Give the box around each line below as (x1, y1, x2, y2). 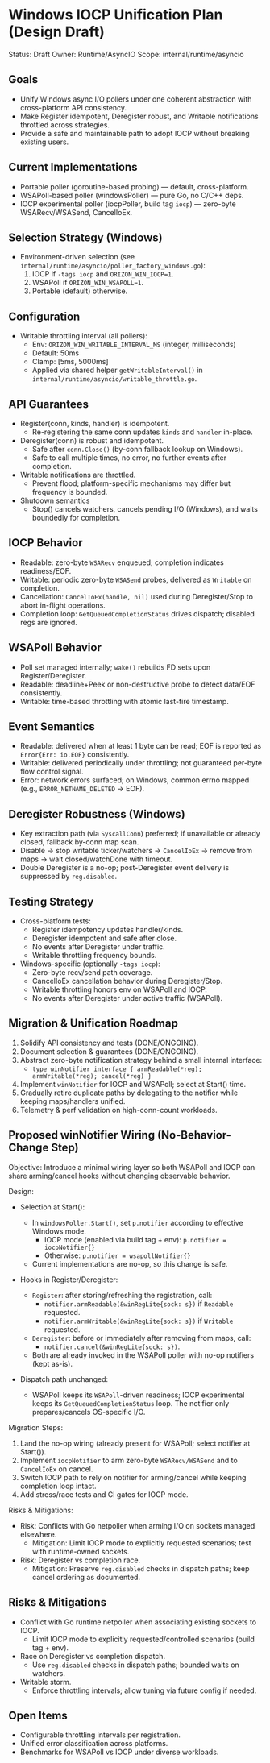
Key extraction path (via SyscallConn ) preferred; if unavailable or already (19, 828, 260, 839)
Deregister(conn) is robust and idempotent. (19, 436, 164, 445)
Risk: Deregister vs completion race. (19, 1555, 141, 1565)
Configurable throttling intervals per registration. (19, 1730, 181, 1740)
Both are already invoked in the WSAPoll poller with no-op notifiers (31, 1350, 255, 1359)
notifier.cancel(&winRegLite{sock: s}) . (44, 1342, 181, 1351)
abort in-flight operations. (19, 600, 106, 610)
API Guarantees (8, 397, 89, 411)
